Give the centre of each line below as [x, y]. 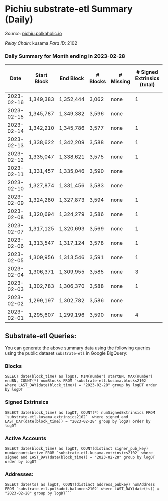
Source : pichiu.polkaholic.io [34, 33]
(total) [147, 85]
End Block [72, 78]
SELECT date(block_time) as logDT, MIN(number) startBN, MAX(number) [79, 377]
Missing [121, 82]
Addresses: [19, 474]
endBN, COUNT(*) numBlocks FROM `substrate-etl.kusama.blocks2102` [77, 381]
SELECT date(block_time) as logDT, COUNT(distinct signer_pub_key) [77, 448]
